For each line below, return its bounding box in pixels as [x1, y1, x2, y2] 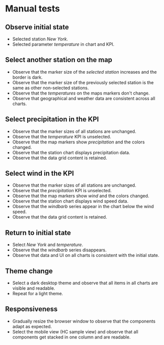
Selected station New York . [12, 36, 68, 42]
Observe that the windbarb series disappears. [12, 247, 107, 253]
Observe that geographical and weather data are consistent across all [12, 95, 156, 101]
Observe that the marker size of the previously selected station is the [12, 79, 154, 85]
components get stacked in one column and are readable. [12, 334, 131, 340]
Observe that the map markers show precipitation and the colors [12, 139, 145, 145]
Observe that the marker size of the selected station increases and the [12, 69, 157, 75]
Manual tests [5, 3, 60, 14]
